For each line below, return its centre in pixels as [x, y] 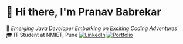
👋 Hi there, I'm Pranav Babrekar [84, 12]
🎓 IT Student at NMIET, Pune [42, 35]
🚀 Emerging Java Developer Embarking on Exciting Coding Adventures [92, 28]
